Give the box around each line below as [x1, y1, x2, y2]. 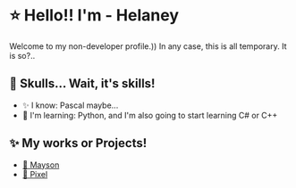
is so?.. [9, 50, 36, 61]
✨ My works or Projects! [9, 135, 148, 151]
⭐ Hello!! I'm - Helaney [9, 5, 180, 26]
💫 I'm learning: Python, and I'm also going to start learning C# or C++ [21, 110, 278, 120]
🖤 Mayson [21, 159, 60, 170]
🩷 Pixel [21, 168, 48, 179]
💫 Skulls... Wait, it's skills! [9, 76, 156, 92]
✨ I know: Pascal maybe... [21, 100, 119, 110]
